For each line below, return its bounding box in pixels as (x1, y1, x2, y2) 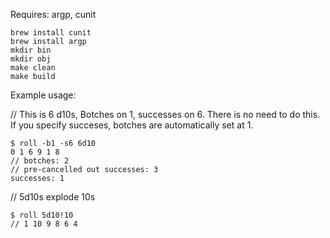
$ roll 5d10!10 (10, 210, 74, 220)
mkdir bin (10, 45, 52, 55)
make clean (10, 63, 56, 73)
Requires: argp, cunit (10, 9, 97, 20)
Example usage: (10, 89, 77, 101)
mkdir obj (10, 54, 52, 64)
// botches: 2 (10, 156, 70, 166)
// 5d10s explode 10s (10, 191, 96, 203)
